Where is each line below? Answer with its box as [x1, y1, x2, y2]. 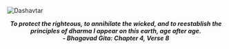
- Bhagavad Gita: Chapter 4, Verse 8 [62, 34, 170, 42]
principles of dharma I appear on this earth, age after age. [30, 27, 201, 35]
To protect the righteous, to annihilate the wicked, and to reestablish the [10, 20, 222, 27]
